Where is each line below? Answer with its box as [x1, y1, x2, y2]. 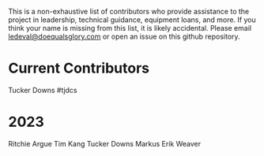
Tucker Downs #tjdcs [8, 85, 77, 95]
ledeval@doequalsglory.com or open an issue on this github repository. [8, 32, 240, 41]
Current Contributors [8, 59, 150, 77]
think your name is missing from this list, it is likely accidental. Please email [8, 24, 251, 32]
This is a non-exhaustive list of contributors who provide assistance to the [8, 7, 250, 16]
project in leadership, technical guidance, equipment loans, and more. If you [8, 15, 257, 24]
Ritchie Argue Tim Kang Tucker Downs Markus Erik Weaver [8, 139, 202, 148]
